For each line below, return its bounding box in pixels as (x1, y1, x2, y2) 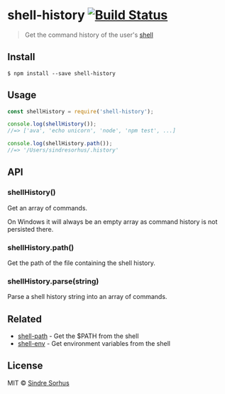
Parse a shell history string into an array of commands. (7, 293, 168, 301)
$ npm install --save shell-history (7, 69, 116, 77)
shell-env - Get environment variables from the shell (17, 339, 170, 348)
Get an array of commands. (7, 203, 87, 212)
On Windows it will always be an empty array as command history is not (7, 217, 218, 226)
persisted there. (7, 225, 54, 233)
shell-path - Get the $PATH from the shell (17, 332, 139, 340)
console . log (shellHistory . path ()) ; (7, 140, 113, 147)
